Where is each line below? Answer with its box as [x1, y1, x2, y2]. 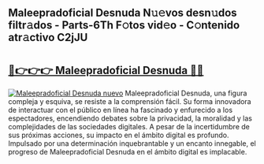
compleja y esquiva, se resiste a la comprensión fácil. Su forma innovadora [8, 97, 251, 106]
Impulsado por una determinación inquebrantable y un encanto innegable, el [8, 139, 256, 148]
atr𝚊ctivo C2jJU [8, 31, 88, 44]
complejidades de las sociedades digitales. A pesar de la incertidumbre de [8, 122, 250, 131]
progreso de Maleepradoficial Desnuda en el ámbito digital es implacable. [8, 147, 247, 156]
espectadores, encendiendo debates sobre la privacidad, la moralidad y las [8, 114, 252, 123]
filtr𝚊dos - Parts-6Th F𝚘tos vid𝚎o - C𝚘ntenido [8, 19, 240, 32]
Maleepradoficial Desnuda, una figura [125, 88, 247, 98]
